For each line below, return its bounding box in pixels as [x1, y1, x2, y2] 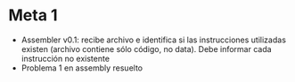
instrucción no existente [20, 53, 111, 63]
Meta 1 [8, 5, 59, 26]
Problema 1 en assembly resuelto [20, 63, 143, 73]
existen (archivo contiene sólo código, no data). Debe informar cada [20, 43, 273, 54]
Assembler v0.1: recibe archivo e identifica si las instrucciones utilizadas [20, 34, 287, 45]
